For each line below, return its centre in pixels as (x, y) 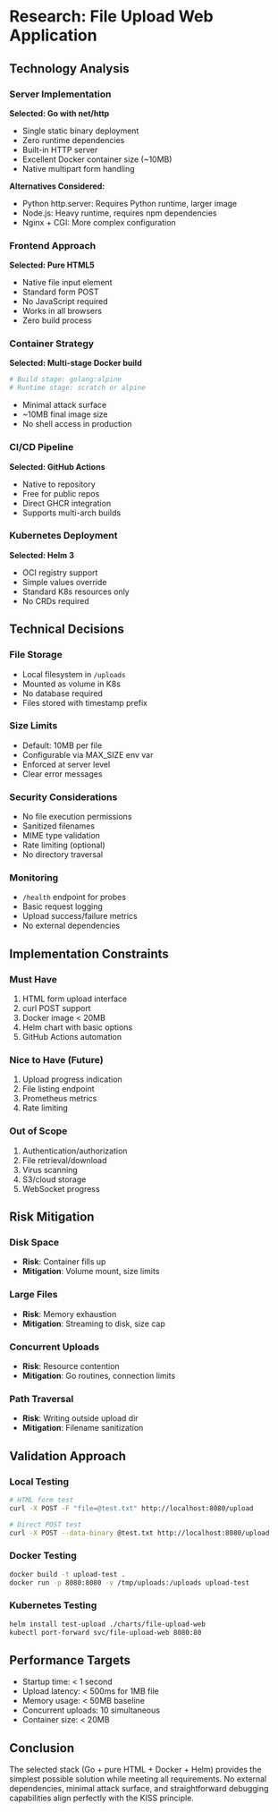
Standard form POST (60, 292)
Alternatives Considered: (57, 186)
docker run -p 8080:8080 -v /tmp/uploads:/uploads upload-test (130, 1582)
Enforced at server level (66, 764)
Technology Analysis (69, 68)
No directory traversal (63, 855)
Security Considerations (63, 796)
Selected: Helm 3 (42, 555)
